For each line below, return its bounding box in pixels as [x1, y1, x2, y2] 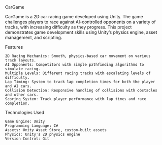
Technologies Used [5, 110, 44, 115]
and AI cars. [5, 84, 32, 88]
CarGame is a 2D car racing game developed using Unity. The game [5, 14, 143, 19]
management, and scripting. [5, 34, 63, 40]
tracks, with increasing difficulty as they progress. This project [5, 24, 132, 30]
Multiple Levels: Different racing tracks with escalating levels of [5, 71, 151, 76]
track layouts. [5, 58, 36, 63]
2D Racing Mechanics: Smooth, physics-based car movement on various [5, 54, 151, 58]
